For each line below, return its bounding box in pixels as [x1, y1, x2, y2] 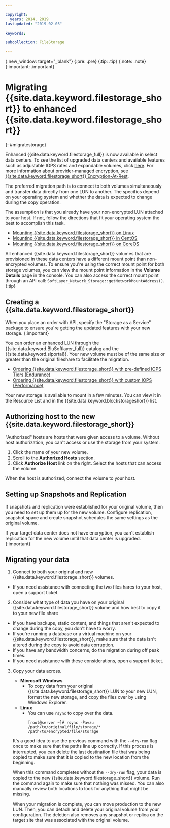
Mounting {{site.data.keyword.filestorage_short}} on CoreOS [12, 241, 140, 247]
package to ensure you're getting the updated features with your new [5, 325, 151, 331]
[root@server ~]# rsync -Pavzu [27, 720, 94, 725]
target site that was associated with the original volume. [12, 817, 129, 823]
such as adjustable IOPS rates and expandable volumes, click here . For [5, 163, 154, 169]
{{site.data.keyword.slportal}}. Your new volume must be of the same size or [5, 351, 165, 357]
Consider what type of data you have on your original [12, 599, 124, 605]
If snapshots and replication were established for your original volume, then [5, 503, 163, 510]
